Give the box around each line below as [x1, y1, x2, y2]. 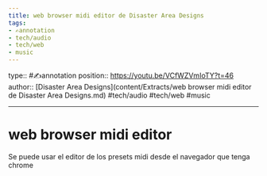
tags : [8, 19, 26, 27]
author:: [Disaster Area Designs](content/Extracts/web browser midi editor [8, 82, 252, 91]
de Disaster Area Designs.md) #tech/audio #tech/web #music [8, 90, 211, 100]
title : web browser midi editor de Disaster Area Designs [8, 11, 204, 20]
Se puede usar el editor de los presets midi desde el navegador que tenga [8, 151, 250, 161]
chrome [8, 160, 34, 170]
